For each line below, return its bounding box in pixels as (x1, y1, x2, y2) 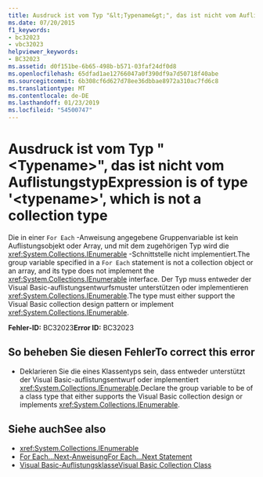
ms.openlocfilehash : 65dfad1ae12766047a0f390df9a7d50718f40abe (8, 70, 219, 78)
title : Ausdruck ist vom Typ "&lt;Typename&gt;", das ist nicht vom (8, 11, 236, 20)
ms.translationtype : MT (8, 84, 86, 93)
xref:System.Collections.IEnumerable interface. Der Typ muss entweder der (8, 274, 252, 283)
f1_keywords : (8, 26, 51, 34)
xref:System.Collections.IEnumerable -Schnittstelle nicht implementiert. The (8, 249, 250, 259)
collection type (8, 207, 108, 224)
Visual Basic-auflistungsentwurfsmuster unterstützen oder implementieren (8, 282, 249, 292)
